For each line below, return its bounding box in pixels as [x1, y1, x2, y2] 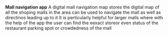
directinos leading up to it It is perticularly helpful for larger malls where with [5, 15, 163, 20]
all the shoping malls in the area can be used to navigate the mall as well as [5, 9, 161, 15]
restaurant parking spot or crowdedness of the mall [5, 25, 112, 31]
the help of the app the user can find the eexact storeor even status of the [5, 20, 158, 26]
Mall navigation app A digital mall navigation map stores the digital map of [5, 4, 159, 10]
